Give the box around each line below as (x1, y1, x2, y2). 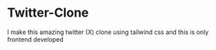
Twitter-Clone (7, 5, 89, 21)
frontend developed (7, 35, 64, 43)
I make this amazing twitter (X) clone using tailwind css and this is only (7, 28, 209, 36)
